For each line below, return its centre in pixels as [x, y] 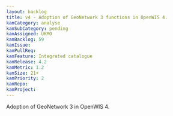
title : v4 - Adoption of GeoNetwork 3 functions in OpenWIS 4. [87, 17]
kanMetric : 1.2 [25, 67]
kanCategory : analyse [33, 23]
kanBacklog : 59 [25, 39]
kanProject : [21, 90]
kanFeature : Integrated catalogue [50, 56]
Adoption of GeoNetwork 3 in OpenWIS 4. [58, 106]
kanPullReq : [21, 51]
